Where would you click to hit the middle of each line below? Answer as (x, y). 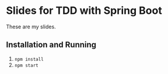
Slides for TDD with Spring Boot (84, 11)
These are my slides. (31, 27)
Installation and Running (51, 45)
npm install (29, 59)
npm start (27, 65)
